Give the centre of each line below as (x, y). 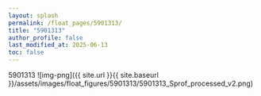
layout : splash (33, 15)
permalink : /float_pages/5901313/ (65, 23)
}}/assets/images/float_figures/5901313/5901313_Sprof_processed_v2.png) (131, 83)
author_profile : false (46, 38)
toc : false (26, 52)
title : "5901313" (37, 30)
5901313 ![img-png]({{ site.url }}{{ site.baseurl (83, 75)
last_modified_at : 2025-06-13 (58, 45)
